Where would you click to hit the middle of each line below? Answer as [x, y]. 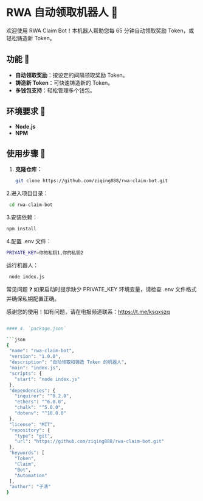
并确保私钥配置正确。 [33, 299]
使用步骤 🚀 [26, 153]
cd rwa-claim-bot [31, 205]
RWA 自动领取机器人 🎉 [62, 12]
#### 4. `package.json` [36, 329]
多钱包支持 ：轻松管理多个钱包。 [55, 90]
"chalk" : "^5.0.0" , [39, 408]
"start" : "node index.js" [47, 379]
